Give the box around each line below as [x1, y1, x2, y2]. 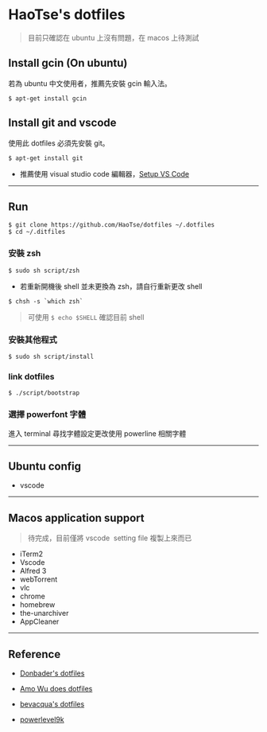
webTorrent [19, 574, 58, 584]
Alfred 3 [19, 567, 47, 576]
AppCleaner [19, 617, 60, 626]
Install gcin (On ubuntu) [8, 56, 128, 70]
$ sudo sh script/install [8, 352, 94, 360]
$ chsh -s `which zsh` [8, 297, 83, 306]
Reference [8, 647, 61, 661]
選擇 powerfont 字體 [8, 409, 87, 420]
